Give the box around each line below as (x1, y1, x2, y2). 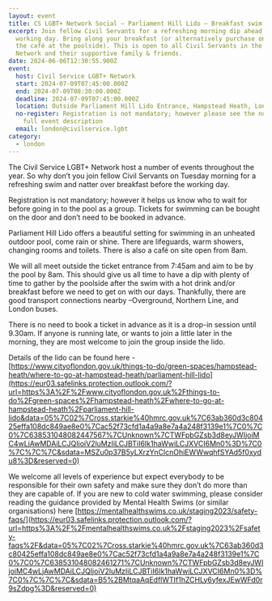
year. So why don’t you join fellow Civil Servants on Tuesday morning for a (8, 171, 257, 181)
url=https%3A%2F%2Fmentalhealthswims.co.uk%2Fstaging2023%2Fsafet (8, 523, 261, 533)
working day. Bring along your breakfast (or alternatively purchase (15, 34, 255, 43)
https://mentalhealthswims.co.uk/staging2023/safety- (77, 505, 258, 515)
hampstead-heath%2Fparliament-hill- (8, 404, 135, 414)
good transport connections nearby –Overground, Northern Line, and (8, 295, 239, 305)
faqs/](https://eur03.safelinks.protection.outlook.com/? (8, 514, 193, 524)
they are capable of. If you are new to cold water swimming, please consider (8, 488, 263, 498)
